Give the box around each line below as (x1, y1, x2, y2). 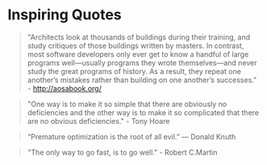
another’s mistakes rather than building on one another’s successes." (27, 75, 257, 85)
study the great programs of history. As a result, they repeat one (27, 66, 241, 76)
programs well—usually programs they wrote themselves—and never (27, 58, 257, 68)
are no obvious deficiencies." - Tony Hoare (27, 116, 170, 126)
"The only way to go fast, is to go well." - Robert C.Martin (27, 147, 218, 157)
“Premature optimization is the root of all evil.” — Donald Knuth (27, 131, 236, 142)
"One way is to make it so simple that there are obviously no (27, 99, 227, 109)
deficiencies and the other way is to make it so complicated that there (27, 107, 260, 118)
